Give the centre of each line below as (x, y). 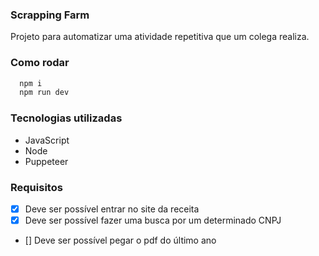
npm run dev (44, 93)
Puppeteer (46, 161)
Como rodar (40, 63)
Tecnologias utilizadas (66, 118)
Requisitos (36, 187)
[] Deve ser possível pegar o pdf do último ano (120, 240)
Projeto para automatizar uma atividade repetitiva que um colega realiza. (160, 37)
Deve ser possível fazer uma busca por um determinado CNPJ (153, 220)
